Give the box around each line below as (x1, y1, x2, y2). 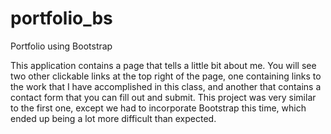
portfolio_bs (10, 7, 113, 30)
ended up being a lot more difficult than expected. (10, 112, 217, 124)
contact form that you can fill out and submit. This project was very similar (10, 91, 317, 103)
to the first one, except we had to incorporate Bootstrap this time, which (10, 102, 307, 114)
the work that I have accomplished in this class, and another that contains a (10, 80, 322, 92)
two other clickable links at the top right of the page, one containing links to (10, 70, 322, 82)
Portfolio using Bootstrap (10, 40, 113, 52)
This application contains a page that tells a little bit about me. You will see (10, 59, 317, 71)
